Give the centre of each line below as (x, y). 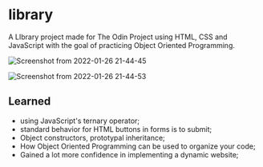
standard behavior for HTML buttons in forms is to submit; (116, 129)
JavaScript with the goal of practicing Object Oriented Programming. (121, 45)
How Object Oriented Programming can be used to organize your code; (138, 146)
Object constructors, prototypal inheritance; (93, 137)
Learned (30, 101)
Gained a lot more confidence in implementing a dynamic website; (129, 154)
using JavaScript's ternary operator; (80, 121)
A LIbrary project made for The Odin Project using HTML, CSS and (118, 37)
